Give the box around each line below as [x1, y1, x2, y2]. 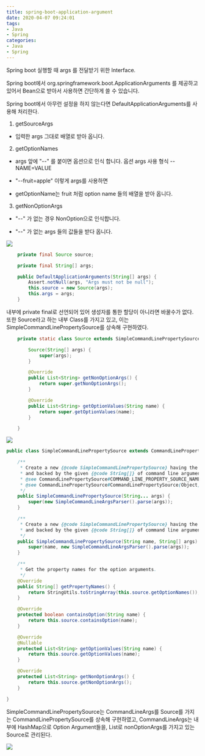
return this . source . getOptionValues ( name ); [28, 651, 140, 657]
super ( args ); [38, 353, 72, 359]
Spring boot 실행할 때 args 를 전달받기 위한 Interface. [6, 66, 136, 73]
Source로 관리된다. [6, 731, 52, 738]
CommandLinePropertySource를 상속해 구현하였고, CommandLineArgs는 [12, 716, 193, 723]
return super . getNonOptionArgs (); [38, 381, 127, 387]
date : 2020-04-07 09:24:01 [6, 15, 75, 21]
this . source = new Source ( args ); [28, 285, 113, 291]
